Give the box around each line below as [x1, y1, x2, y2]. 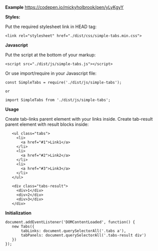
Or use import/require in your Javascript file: [5, 70, 96, 76]
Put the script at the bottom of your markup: [5, 52, 96, 58]
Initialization [5, 210, 31, 216]
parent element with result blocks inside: [5, 121, 89, 127]
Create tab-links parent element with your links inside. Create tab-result [5, 116, 153, 122]
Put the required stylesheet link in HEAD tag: [5, 24, 97, 30]
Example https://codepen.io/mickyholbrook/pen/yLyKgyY [5, 5, 124, 10]
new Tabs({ [11, 224, 35, 229]
